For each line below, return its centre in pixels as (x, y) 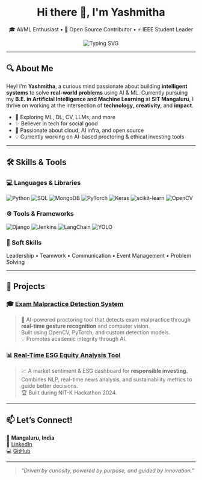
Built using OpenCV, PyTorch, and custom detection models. (96, 332)
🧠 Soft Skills (24, 242)
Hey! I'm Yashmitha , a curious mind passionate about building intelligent (97, 86)
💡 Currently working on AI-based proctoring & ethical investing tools (99, 136)
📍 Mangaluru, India (30, 438)
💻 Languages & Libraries (44, 183)
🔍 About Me (30, 69)
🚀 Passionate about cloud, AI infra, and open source (79, 130)
